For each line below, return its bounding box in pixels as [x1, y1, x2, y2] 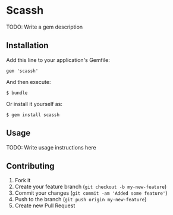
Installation [6, 40, 49, 51]
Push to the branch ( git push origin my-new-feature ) [14, 196, 147, 203]
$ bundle [6, 90, 28, 96]
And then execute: [6, 78, 51, 85]
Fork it [14, 177, 31, 184]
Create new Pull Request [14, 202, 76, 209]
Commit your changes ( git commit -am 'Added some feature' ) [14, 189, 168, 197]
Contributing [6, 161, 55, 171]
